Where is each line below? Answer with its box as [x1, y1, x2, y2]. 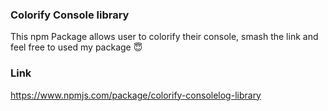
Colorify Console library [10, 8, 130, 22]
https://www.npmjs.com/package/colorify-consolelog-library [10, 89, 262, 101]
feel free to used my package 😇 [10, 41, 143, 53]
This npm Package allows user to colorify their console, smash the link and [10, 31, 319, 43]
